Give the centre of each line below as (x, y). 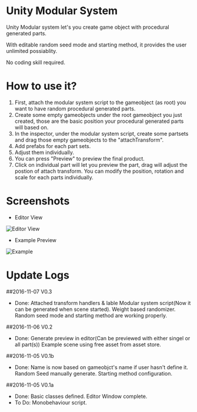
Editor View (29, 217)
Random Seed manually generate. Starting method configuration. (93, 373)
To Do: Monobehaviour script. (51, 402)
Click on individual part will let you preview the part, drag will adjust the (101, 165)
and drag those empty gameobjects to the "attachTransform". (89, 140)
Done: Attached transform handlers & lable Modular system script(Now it (103, 303)
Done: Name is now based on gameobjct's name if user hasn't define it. (101, 367)
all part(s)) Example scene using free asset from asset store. (88, 344)
